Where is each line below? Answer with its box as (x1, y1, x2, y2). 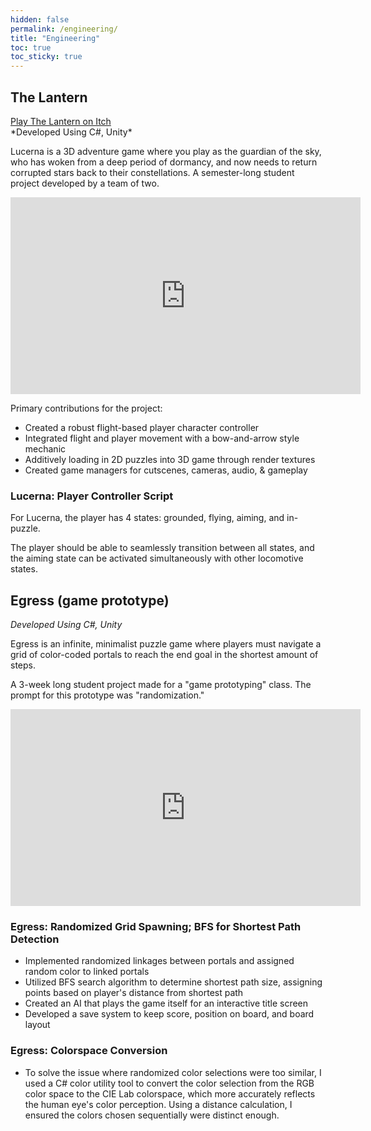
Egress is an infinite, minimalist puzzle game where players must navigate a (10, 638, 322, 650)
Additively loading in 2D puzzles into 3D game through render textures (24, 453, 316, 465)
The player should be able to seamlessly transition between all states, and (10, 542, 315, 554)
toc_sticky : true (10, 52, 83, 62)
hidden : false (10, 14, 70, 25)
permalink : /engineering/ (10, 24, 118, 34)
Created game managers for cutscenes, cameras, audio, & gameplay (24, 464, 308, 476)
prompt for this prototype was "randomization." (10, 689, 205, 701)
